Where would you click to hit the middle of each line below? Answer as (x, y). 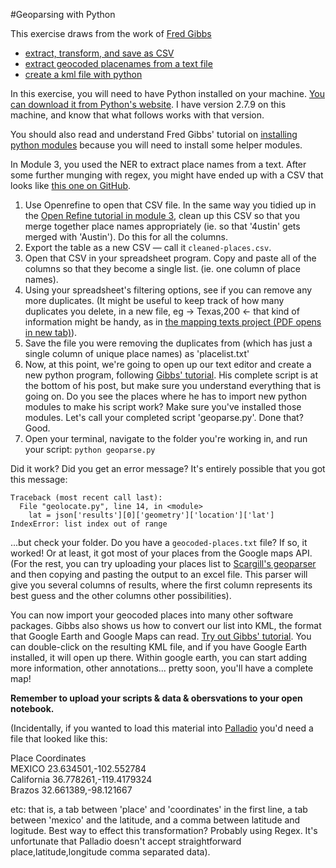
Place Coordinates (48, 758)
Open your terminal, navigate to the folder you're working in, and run (166, 438)
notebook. (32, 708)
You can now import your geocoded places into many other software (152, 615)
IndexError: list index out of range (89, 524)
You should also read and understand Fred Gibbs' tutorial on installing (154, 134)
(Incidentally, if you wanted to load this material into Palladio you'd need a (162, 728)
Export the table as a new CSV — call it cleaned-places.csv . (148, 247)
